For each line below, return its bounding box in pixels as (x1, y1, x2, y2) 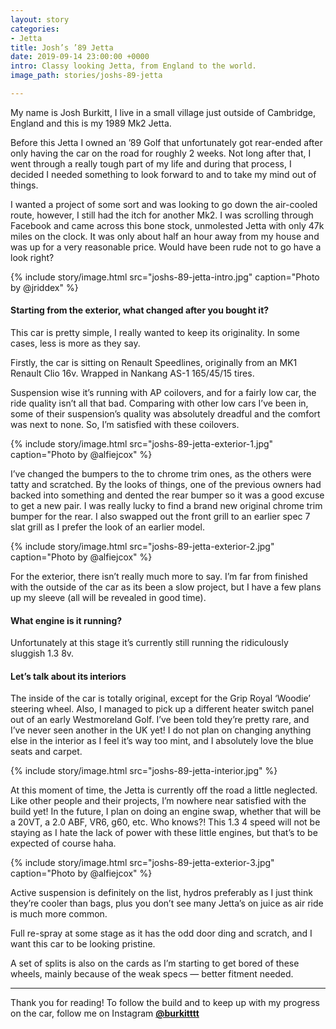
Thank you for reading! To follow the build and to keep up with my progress (10, 997, 320, 1009)
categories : (10, 24, 60, 34)
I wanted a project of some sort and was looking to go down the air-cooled (10, 198, 318, 210)
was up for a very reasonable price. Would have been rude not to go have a (10, 241, 322, 253)
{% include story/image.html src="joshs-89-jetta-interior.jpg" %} (10, 765, 278, 777)
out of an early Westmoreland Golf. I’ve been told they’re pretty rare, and (10, 714, 310, 726)
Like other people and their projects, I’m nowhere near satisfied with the (10, 795, 307, 807)
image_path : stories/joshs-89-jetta (10, 71, 163, 81)
